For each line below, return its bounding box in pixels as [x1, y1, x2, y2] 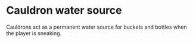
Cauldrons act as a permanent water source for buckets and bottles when [6, 23, 187, 30]
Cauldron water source [6, 4, 122, 17]
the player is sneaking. [6, 29, 62, 36]
